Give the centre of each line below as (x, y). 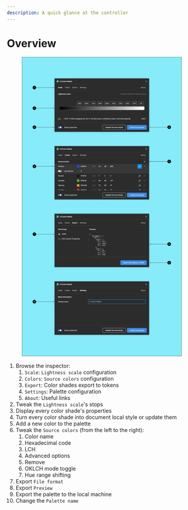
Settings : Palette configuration (63, 391)
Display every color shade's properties (64, 410)
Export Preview (34, 488)
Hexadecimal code (48, 443)
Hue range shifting (48, 475)
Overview (32, 43)
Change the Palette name (47, 500)
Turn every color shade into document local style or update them (96, 417)
